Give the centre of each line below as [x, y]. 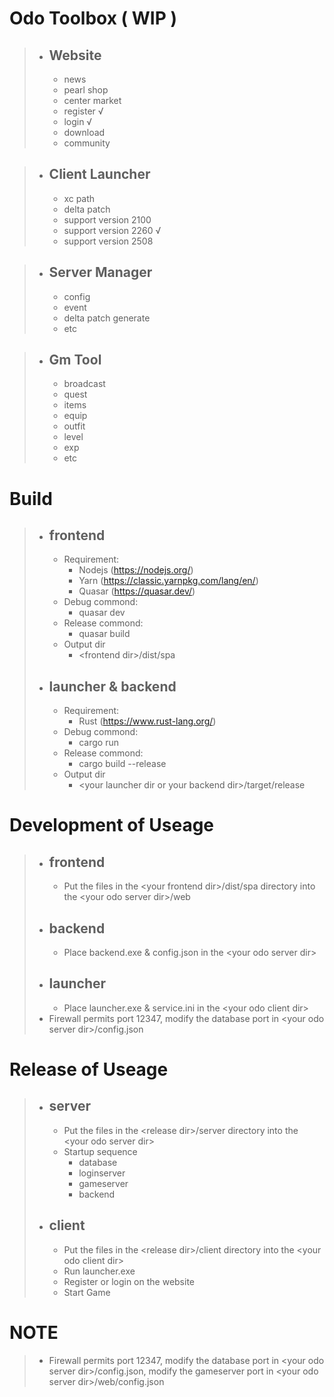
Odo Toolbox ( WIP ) [93, 18]
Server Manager [100, 272]
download [84, 132]
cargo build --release [122, 764]
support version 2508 [108, 241]
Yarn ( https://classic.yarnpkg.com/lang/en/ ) [168, 581]
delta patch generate [107, 318]
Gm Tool [75, 360]
